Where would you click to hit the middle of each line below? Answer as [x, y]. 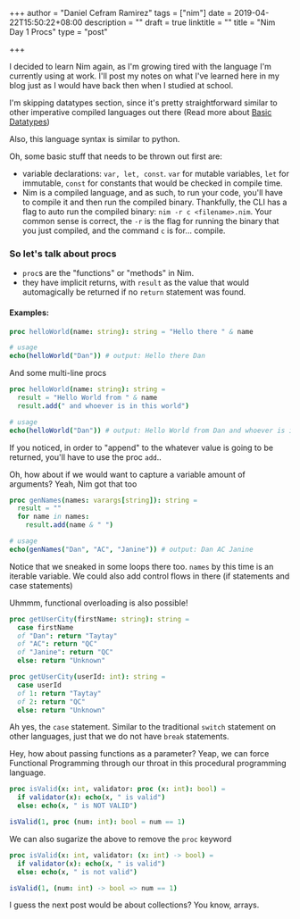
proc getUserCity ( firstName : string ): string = [100, 619]
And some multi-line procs [58, 373]
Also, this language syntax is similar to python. [95, 139]
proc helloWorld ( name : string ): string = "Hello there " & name [131, 331]
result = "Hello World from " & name [87, 397]
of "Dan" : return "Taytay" [67, 636]
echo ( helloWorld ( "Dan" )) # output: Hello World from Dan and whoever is [147, 430]
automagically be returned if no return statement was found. [134, 292]
